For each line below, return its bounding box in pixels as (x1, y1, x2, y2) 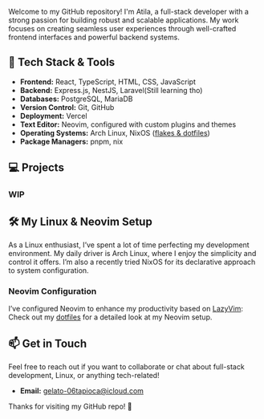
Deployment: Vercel (19, 111, 87, 120)
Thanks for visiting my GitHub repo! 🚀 (8, 401, 132, 412)
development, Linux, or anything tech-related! (8, 371, 160, 380)
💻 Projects (8, 161, 64, 175)
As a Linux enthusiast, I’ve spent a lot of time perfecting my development (8, 240, 250, 250)
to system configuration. (8, 265, 90, 275)
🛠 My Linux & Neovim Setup (8, 214, 152, 228)
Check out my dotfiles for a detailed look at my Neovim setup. (8, 312, 213, 322)
